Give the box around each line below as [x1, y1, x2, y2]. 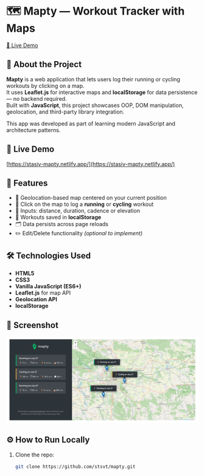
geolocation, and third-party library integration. [6, 108, 125, 115]
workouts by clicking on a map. [6, 82, 85, 89]
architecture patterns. [6, 126, 61, 134]
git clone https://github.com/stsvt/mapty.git [15, 463, 136, 470]
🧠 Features [6, 178, 48, 188]
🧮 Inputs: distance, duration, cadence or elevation [15, 207, 140, 214]
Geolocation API [15, 296, 58, 303]
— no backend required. [6, 95, 67, 102]
